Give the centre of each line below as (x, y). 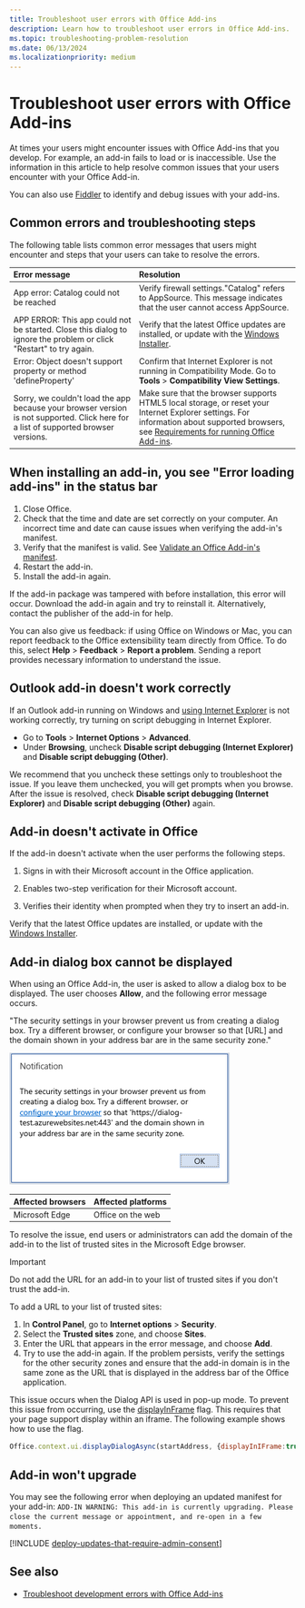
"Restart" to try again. (54, 349)
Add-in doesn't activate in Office (104, 831)
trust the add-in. (40, 1289)
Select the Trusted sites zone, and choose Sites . (114, 1334)
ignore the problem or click (64, 339)
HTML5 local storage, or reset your (204, 403)
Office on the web (127, 1214)
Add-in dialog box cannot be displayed (121, 962)
